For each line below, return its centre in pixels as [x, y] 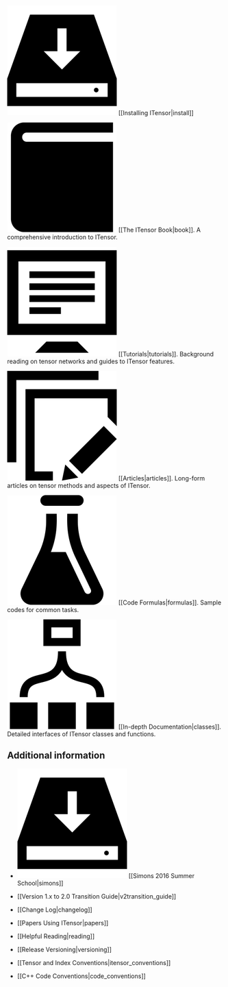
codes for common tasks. [43, 610]
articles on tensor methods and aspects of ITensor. [79, 486]
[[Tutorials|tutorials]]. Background [166, 354]
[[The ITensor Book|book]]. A [159, 230]
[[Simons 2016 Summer [162, 875]
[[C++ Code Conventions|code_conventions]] [81, 976]
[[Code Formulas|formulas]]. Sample [170, 602]
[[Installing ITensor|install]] [156, 113]
